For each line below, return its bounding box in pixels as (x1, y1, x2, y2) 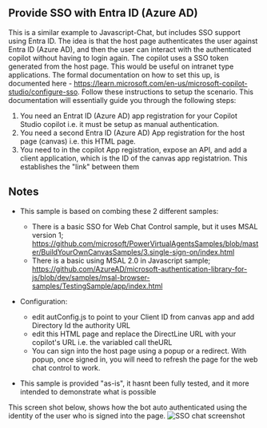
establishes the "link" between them (19, 161, 140, 171)
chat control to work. (31, 363, 101, 372)
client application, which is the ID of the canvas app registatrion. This (19, 153, 248, 163)
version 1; (31, 230, 64, 240)
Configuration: (19, 296, 68, 306)
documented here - (8, 78, 73, 88)
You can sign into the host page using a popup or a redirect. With (31, 346, 246, 355)
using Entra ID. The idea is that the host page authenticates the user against (8, 36, 258, 46)
